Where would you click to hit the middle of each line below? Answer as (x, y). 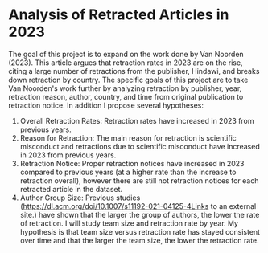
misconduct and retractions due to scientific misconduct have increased (140, 146)
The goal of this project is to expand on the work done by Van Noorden (126, 54)
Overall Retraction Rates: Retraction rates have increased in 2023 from (137, 120)
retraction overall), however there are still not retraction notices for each (139, 180)
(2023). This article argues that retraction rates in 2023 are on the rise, (126, 63)
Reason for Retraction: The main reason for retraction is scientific (128, 137)
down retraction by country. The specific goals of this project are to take (128, 80)
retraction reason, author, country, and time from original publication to (126, 96)
